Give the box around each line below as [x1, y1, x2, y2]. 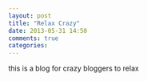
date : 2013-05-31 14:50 [8, 26, 88, 34]
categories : [8, 42, 48, 50]
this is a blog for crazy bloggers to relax [8, 63, 140, 73]
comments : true [8, 34, 59, 43]
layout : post [8, 11, 52, 20]
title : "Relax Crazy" [8, 19, 81, 27]
